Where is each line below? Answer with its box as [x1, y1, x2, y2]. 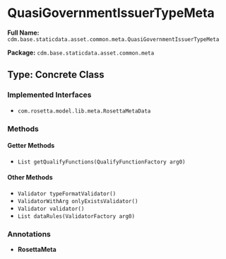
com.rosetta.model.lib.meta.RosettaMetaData [17, 108, 151, 115]
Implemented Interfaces [7, 90, 92, 100]
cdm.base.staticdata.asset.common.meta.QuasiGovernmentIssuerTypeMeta [7, 35, 220, 43]
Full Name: [7, 28, 40, 37]
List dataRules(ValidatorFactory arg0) [17, 212, 136, 220]
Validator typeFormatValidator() [17, 190, 117, 197]
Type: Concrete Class [7, 69, 105, 81]
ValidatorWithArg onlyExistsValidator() [17, 197, 138, 205]
